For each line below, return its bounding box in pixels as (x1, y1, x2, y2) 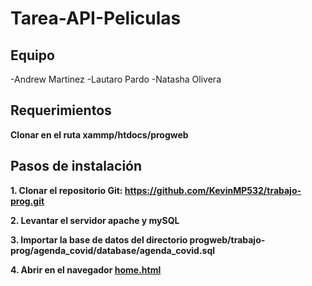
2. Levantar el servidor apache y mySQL (10, 214, 180, 226)
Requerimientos (10, 102, 112, 119)
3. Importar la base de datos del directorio (10, 233, 188, 246)
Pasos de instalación (10, 158, 143, 175)
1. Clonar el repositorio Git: (10, 184, 123, 196)
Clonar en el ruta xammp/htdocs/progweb (10, 128, 189, 141)
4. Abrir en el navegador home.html (10, 263, 162, 276)
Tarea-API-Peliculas (10, 7, 182, 30)
